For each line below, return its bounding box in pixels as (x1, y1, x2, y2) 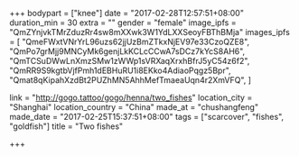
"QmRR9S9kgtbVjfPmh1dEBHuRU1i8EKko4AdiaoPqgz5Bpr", (9, 65, 232, 76)
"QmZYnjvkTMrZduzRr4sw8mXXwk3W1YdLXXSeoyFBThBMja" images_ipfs (9, 27, 291, 37)
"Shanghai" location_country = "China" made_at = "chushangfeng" (9, 102, 259, 112)
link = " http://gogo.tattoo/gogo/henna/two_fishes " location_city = (9, 92, 253, 103)
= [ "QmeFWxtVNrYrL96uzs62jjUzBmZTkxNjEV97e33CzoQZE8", (9, 36, 250, 47)
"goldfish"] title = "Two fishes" (9, 121, 124, 132)
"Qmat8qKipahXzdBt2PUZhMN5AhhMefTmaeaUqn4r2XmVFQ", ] (9, 75, 251, 85)
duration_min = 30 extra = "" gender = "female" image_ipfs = (9, 17, 237, 28)
